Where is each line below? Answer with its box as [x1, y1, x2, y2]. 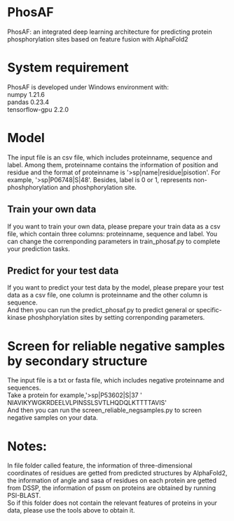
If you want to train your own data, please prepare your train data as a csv [7, 222, 221, 231]
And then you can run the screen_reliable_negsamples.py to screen [7, 406, 202, 415]
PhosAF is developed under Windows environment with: [7, 82, 170, 91]
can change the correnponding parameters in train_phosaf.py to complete [7, 237, 221, 245]
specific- [195, 306, 222, 314]
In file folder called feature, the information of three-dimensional [7, 461, 193, 470]
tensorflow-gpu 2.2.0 [7, 105, 69, 113]
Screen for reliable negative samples [7, 338, 226, 354]
